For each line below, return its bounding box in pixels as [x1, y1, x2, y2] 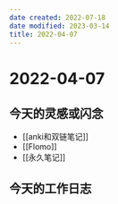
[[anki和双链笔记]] [21, 132, 89, 142]
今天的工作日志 [9, 181, 92, 196]
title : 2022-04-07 [9, 30, 78, 38]
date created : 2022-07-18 [9, 13, 105, 22]
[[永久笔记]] [21, 152, 66, 163]
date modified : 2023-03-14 [9, 21, 110, 30]
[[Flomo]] [21, 141, 57, 152]
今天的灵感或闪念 [9, 106, 104, 121]
